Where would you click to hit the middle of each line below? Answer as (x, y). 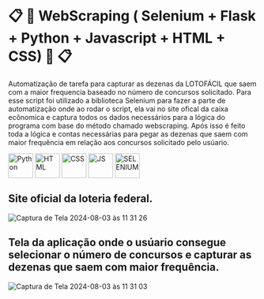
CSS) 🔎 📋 (40, 56)
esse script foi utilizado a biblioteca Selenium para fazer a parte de (117, 100)
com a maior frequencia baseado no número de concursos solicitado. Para (130, 92)
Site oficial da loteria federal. (81, 199)
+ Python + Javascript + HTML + (117, 38)
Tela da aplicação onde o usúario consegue (117, 243)
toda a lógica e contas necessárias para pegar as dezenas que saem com (128, 134)
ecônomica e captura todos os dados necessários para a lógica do (117, 117)
